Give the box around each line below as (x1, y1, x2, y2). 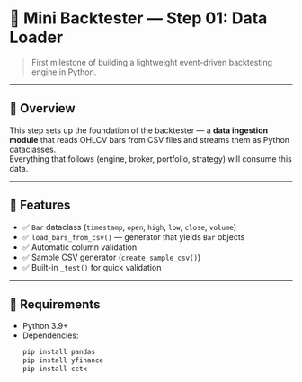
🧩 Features (9, 198, 71, 213)
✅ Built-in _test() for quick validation (22, 262, 162, 272)
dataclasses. (9, 144, 57, 155)
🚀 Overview (9, 101, 75, 116)
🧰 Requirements (9, 297, 101, 312)
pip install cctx (22, 364, 88, 374)
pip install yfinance (22, 356, 103, 365)
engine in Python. (31, 67, 97, 77)
